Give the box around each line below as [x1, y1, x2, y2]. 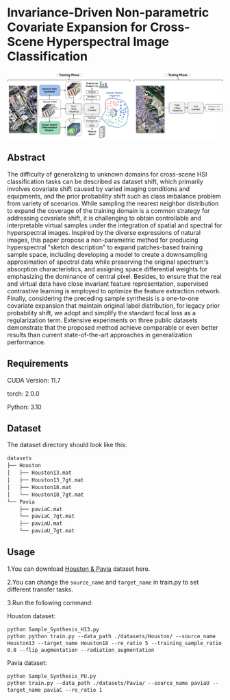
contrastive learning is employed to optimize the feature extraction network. [7, 286, 221, 295]
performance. [7, 338, 46, 346]
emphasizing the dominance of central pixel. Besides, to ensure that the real [7, 272, 222, 280]
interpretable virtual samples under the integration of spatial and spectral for [7, 221, 222, 229]
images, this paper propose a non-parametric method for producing [7, 236, 199, 244]
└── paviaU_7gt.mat [19, 528, 75, 534]
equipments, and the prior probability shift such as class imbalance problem [7, 192, 221, 200]
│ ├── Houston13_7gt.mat [7, 477, 84, 484]
